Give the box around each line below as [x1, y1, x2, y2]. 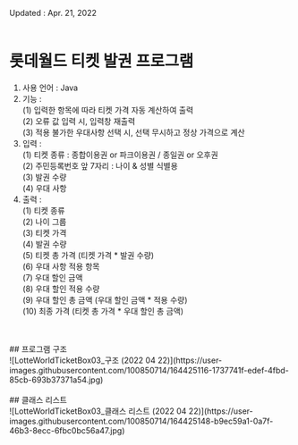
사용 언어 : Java [21, 82, 79, 93]
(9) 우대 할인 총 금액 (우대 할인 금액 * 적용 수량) [21, 294, 188, 305]
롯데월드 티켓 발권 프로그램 [9, 51, 194, 71]
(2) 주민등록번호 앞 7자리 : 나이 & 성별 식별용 [21, 160, 179, 171]
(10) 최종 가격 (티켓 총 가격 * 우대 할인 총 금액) [21, 306, 184, 316]
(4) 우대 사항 [21, 182, 67, 193]
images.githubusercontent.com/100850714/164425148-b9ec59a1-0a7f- [9, 416, 274, 426]
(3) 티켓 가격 [21, 227, 67, 238]
